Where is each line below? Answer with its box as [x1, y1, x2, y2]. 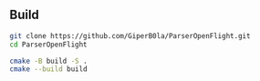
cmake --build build [9, 65, 88, 74]
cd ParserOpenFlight [9, 40, 88, 49]
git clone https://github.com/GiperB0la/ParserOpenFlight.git [9, 31, 251, 40]
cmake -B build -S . [9, 56, 88, 66]
